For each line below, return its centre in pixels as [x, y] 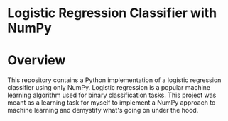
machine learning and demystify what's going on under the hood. [103, 110]
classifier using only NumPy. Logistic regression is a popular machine [109, 88]
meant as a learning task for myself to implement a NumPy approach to [112, 103]
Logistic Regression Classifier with [112, 13]
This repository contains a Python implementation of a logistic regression [114, 80]
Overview [37, 60]
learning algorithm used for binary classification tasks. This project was [112, 95]
